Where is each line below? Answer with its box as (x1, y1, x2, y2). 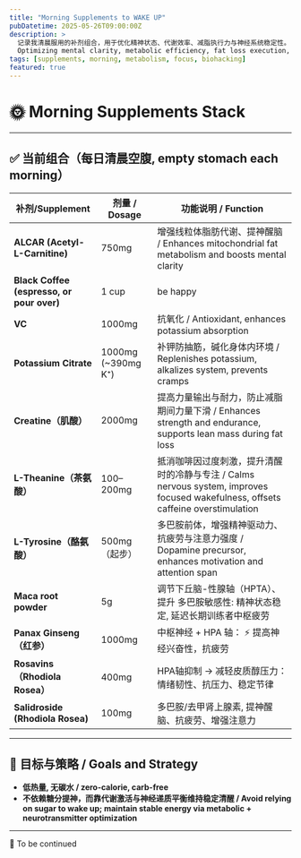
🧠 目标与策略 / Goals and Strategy (9, 757, 199, 772)
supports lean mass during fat (157, 427, 284, 440)
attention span (157, 566, 218, 579)
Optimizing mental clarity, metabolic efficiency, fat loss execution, (17, 47, 291, 56)
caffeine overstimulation (157, 502, 259, 515)
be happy (157, 285, 197, 297)
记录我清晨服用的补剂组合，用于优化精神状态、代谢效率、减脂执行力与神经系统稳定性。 (17, 38, 291, 47)
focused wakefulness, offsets (157, 491, 281, 503)
